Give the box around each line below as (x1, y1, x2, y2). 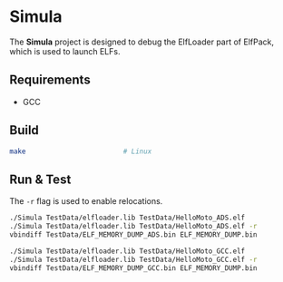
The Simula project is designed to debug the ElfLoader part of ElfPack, (9, 36, 275, 47)
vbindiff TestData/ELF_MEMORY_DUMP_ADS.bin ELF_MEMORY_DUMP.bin (9, 230, 258, 239)
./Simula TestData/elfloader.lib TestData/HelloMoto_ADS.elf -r (9, 222, 258, 231)
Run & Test (9, 171, 72, 187)
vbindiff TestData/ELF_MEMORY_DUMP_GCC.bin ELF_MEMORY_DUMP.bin (9, 263, 258, 273)
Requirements (9, 73, 91, 88)
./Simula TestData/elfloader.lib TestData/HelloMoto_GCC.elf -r (9, 255, 258, 264)
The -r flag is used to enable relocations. (9, 196, 163, 207)
